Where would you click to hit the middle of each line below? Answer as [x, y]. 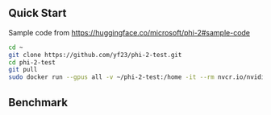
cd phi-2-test [32, 62]
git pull [23, 70]
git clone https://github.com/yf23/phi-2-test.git [95, 55]
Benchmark [38, 103]
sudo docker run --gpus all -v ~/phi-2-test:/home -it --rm [112, 77]
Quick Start [38, 13]
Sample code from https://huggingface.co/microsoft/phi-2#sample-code [129, 32]
